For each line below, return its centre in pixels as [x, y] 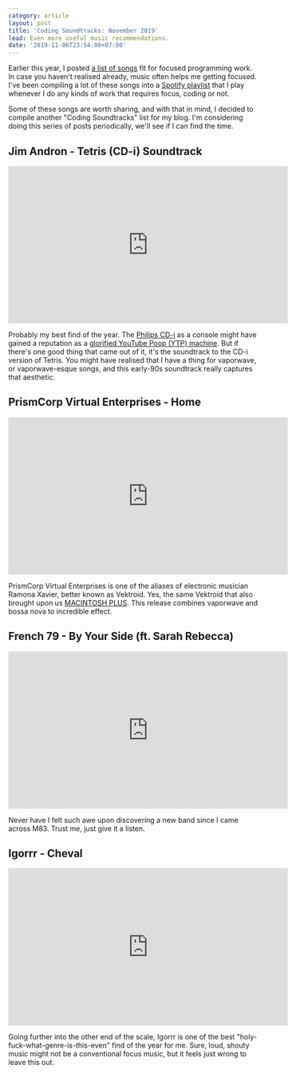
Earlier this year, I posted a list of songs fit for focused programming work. [130, 68]
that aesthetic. [32, 377]
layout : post [30, 23]
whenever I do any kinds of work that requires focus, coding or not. [119, 93]
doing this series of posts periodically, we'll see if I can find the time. [121, 126]
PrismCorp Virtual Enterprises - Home [105, 402]
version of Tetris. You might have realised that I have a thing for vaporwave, [132, 360]
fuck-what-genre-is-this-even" [59, 1045]
